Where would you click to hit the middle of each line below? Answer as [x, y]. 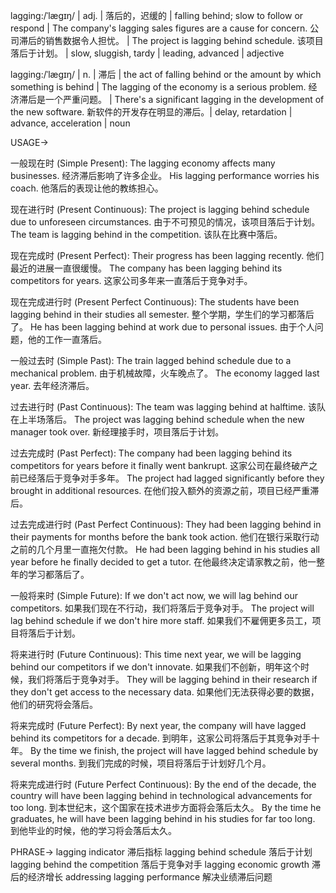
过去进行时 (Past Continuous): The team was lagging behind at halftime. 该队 [168, 407]
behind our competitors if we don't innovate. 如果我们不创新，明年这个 [155, 667]
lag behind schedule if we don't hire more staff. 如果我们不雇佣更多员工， [161, 620]
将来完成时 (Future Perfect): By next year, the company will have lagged [158, 725]
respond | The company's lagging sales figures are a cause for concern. [159, 28]
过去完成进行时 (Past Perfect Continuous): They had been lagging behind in [166, 524]
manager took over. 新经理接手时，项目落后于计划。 [117, 432]
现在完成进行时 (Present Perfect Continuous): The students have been [155, 302]
